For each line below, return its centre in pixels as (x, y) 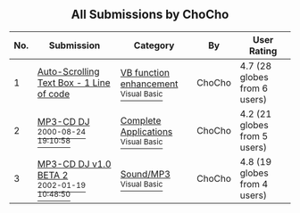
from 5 (254, 135)
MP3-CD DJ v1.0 (74, 164)
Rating (263, 51)
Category (154, 45)
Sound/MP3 (146, 174)
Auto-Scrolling (68, 71)
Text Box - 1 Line (74, 82)
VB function (145, 72)
